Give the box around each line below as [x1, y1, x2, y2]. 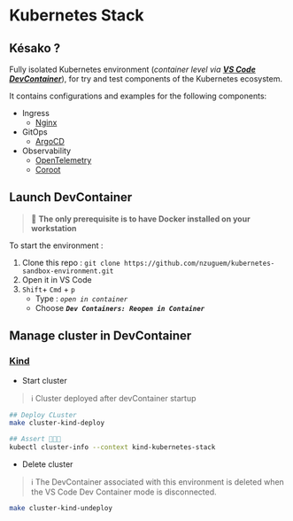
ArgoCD [35, 136, 65, 146]
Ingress [21, 108, 50, 118]
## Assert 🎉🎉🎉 [9, 435, 62, 444]
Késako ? [9, 41, 61, 56]
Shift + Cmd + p [21, 284, 75, 294]
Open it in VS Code [21, 274, 92, 284]
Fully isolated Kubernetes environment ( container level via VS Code [9, 64, 257, 74]
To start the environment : [9, 240, 104, 251]
